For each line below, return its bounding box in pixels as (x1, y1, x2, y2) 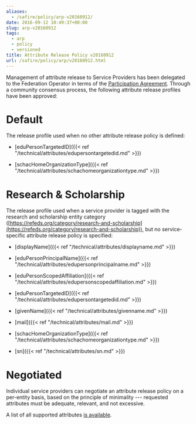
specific (6, 232, 26, 239)
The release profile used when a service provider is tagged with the (6, 207, 170, 214)
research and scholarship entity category (6, 213, 106, 220)
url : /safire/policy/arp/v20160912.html (6, 57, 107, 63)
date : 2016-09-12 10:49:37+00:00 (6, 19, 88, 25)
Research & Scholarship (6, 188, 125, 201)
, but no (141, 226, 161, 233)
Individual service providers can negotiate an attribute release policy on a (6, 388, 184, 395)
